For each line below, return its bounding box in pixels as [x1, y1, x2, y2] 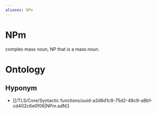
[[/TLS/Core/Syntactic [12, 97, 60, 103]
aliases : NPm [5, 7, 33, 13]
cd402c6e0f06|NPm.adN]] [12, 102, 70, 109]
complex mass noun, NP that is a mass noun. [5, 46, 100, 52]
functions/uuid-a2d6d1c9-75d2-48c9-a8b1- [60, 97, 153, 103]
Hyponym [5, 84, 37, 93]
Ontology [5, 64, 46, 75]
